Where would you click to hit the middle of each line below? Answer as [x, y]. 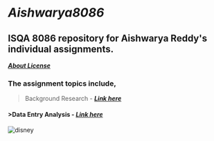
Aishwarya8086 [56, 13]
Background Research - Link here [73, 99]
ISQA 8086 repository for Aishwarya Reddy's [107, 38]
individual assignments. [61, 49]
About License [29, 66]
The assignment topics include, [62, 83]
